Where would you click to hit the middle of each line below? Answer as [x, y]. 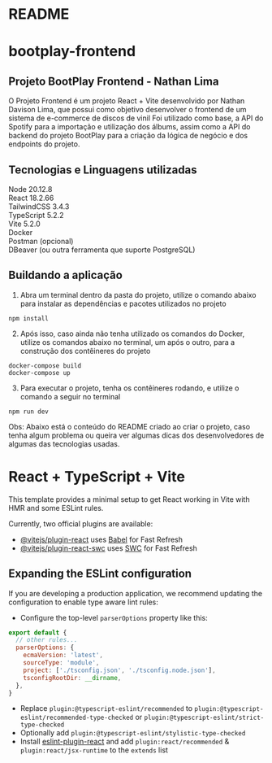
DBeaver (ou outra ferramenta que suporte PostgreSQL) [102, 250]
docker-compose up [39, 373]
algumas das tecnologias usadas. [64, 443]
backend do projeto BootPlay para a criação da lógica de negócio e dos [128, 136]
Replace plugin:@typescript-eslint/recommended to [106, 708]
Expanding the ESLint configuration [100, 574]
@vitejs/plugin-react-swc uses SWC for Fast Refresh [108, 548]
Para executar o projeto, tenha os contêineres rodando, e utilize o [130, 388]
